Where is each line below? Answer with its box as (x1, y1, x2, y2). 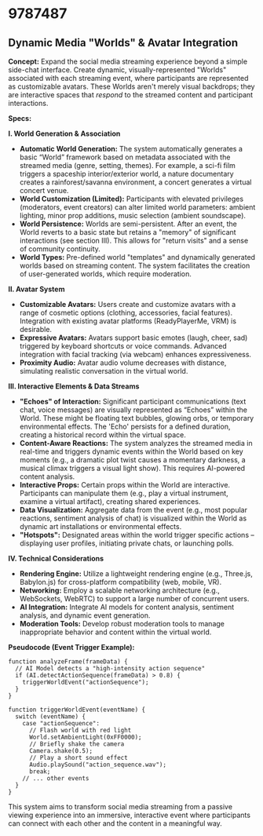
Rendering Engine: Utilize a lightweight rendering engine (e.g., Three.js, (19, 569, 254, 578)
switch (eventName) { (15, 713, 86, 721)
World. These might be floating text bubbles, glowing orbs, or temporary (19, 414, 254, 422)
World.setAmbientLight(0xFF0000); (28, 733, 143, 741)
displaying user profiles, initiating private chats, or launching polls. (19, 538, 234, 548)
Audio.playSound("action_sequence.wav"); (28, 761, 167, 768)
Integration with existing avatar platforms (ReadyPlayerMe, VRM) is (19, 316, 237, 326)
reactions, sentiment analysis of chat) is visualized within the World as (19, 513, 247, 523)
